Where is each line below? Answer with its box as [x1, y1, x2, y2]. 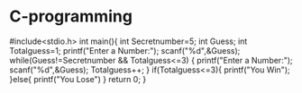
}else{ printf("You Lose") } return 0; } [9, 73, 147, 84]
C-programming [9, 6, 133, 27]
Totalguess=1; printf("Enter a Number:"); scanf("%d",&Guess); [9, 45, 241, 55]
